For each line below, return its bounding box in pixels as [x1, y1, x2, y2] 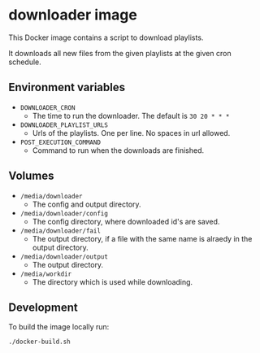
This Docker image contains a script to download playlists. [8, 33, 204, 42]
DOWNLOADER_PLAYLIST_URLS [19, 120, 108, 129]
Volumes [8, 169, 54, 183]
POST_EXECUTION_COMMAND [19, 138, 102, 146]
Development [8, 300, 79, 314]
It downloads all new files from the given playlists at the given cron [8, 48, 232, 58]
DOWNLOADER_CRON [19, 103, 76, 111]
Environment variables [8, 81, 126, 94]
